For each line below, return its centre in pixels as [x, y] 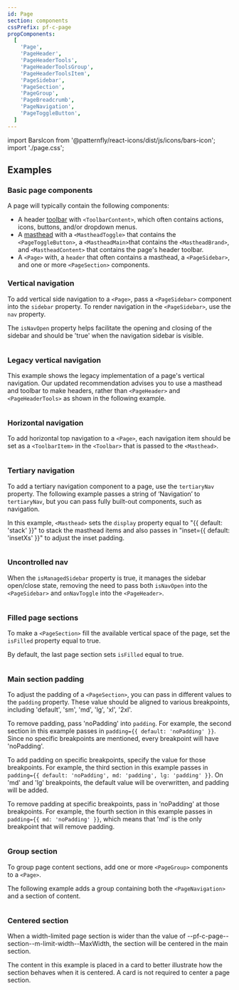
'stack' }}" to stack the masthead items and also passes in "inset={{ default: [118, 530]
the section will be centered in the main [170, 943]
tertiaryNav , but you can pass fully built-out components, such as [105, 501]
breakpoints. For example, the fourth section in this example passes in [110, 811]
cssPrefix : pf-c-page [39, 27]
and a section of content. [44, 896]
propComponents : [31, 34]
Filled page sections [43, 618]
